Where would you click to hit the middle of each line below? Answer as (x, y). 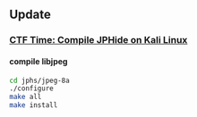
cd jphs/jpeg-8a (39, 80)
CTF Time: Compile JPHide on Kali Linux (98, 40)
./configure (31, 88)
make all (26, 97)
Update (30, 15)
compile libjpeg (39, 61)
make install (34, 105)
